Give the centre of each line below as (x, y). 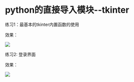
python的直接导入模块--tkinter (67, 10)
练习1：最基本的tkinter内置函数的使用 (42, 24)
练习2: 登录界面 (20, 54)
